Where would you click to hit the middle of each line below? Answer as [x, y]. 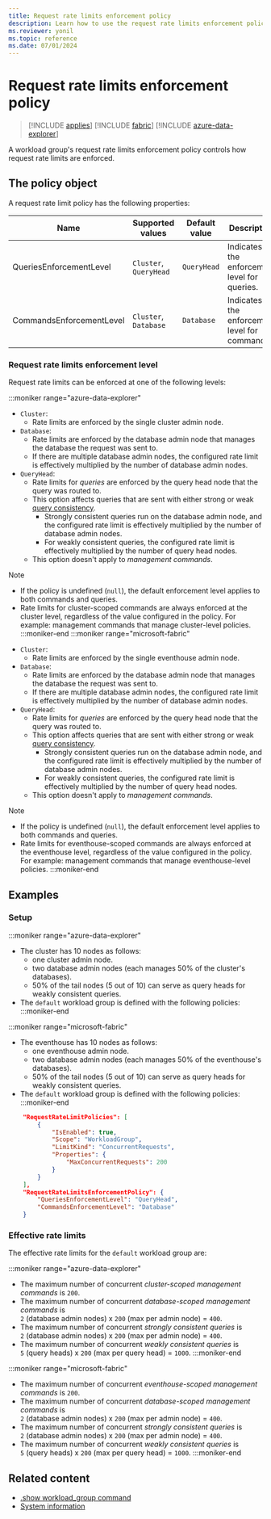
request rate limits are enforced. [62, 158]
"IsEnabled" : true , [84, 1132]
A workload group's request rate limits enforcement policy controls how [127, 149]
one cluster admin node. [72, 959]
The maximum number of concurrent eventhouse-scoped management [139, 1384]
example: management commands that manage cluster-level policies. [135, 625]
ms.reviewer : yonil [41, 31]
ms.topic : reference [43, 38]
